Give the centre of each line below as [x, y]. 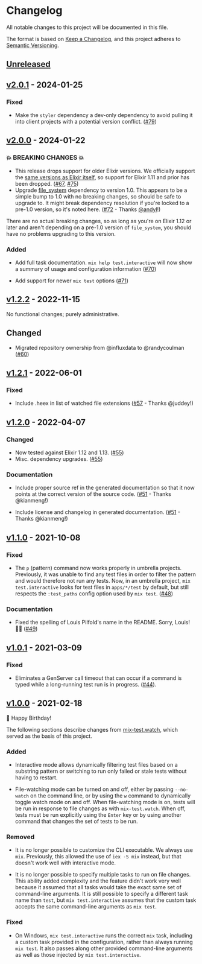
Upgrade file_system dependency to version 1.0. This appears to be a [101, 190]
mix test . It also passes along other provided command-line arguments [104, 948]
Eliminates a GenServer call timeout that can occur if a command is [98, 678]
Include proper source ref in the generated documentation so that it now [105, 488]
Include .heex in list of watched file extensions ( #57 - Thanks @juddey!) [104, 403]
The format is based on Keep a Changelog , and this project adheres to [93, 39]
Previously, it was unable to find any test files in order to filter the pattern [105, 574]
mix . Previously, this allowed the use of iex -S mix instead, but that [98, 857]
